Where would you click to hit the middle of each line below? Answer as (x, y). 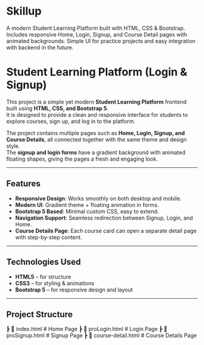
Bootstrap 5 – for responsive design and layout (74, 290)
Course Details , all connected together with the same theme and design (97, 139)
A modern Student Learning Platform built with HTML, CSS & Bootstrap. (96, 28)
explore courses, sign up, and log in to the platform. (71, 121)
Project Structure (39, 314)
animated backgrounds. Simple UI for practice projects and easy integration (101, 41)
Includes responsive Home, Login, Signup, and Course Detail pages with (97, 34)
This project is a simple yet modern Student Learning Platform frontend (97, 102)
